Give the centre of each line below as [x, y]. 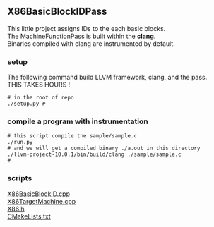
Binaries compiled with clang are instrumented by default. [91, 43]
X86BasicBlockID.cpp [39, 194]
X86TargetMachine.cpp [42, 201]
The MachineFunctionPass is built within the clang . [82, 36]
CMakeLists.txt [29, 216]
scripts [20, 178]
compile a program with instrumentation [78, 121]
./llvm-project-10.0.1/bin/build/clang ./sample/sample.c [94, 154]
